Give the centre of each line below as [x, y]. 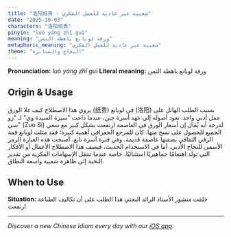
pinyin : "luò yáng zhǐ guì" [48, 32]
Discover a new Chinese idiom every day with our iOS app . [91, 225]
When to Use [36, 183]
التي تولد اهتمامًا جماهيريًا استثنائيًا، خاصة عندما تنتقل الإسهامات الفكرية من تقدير [109, 154]
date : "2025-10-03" [36, 20]
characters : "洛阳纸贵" [39, 26]
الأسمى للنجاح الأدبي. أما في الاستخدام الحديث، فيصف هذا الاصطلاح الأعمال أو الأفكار [115, 146]
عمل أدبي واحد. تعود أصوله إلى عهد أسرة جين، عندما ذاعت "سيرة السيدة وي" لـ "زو [114, 117]
